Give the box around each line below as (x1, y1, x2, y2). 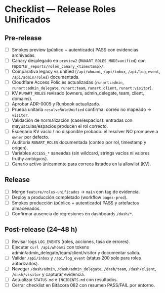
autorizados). (11, 260, 39, 266)
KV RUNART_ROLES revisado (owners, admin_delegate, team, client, (11, 90, 144, 96)
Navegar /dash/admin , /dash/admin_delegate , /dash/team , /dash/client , (11, 266, 157, 272)
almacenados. (11, 205, 41, 211)
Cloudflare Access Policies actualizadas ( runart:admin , (11, 79, 124, 85)
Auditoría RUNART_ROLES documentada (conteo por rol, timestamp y (11, 139, 147, 145)
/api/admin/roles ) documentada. (11, 74, 80, 80)
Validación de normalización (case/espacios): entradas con (11, 117, 133, 123)
